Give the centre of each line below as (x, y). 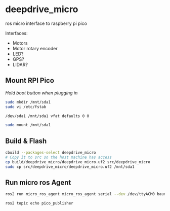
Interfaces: (16, 33)
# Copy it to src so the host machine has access (59, 157)
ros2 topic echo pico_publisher (39, 203)
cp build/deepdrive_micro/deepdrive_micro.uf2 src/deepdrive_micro (78, 162)
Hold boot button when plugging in (41, 93)
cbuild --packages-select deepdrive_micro (51, 153)
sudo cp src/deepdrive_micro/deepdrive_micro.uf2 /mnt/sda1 (70, 167)
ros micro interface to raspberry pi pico (46, 23)
